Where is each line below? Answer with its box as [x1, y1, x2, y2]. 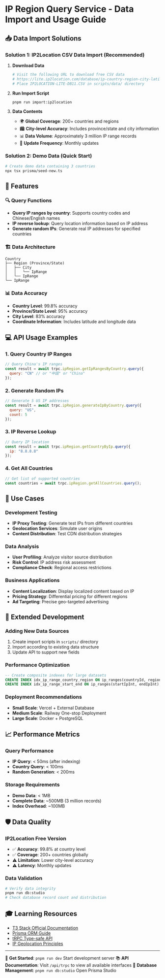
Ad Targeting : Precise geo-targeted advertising [12, 598, 109, 604]
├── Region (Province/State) [5, 261, 65, 266]
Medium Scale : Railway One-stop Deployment [12, 710, 107, 716]
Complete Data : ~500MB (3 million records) [12, 798, 102, 804]
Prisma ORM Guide [12, 930, 51, 936]
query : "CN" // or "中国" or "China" [9, 371, 85, 376]
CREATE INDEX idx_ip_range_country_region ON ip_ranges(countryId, [5, 677, 146, 683]
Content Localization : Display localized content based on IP [12, 588, 134, 594]
